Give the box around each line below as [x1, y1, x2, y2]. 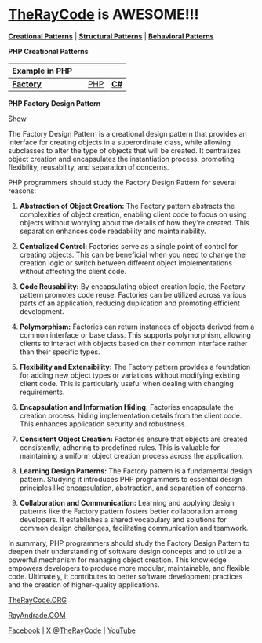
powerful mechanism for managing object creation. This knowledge [8, 555, 227, 564]
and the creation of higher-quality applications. [8, 579, 160, 590]
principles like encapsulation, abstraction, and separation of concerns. [19, 483, 248, 492]
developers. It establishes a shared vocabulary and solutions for [19, 514, 227, 524]
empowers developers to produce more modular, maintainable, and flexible [8, 563, 251, 572]
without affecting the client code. [19, 266, 127, 276]
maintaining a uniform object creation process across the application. [19, 451, 244, 460]
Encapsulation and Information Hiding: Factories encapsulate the [19, 402, 234, 411]
